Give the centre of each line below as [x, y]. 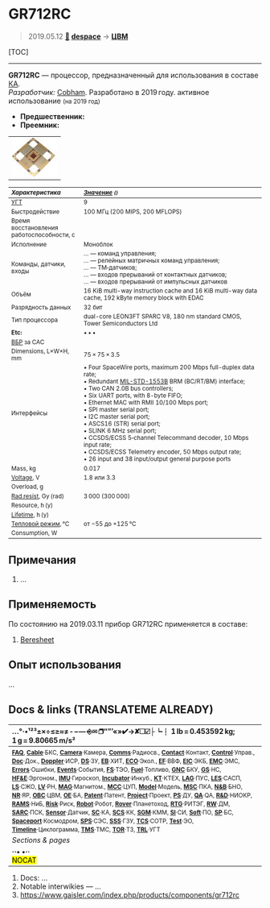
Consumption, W [34, 533]
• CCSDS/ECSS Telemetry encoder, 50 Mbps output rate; [162, 452]
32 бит [93, 307]
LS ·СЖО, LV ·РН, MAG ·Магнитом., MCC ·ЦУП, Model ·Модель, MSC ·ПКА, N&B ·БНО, [127, 787]
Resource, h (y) [32, 506]
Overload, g [27, 487]
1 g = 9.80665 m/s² [44, 740]
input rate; [98, 445]
